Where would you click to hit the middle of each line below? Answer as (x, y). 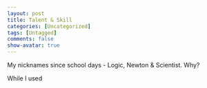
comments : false (30, 39)
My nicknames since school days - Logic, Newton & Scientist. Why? (103, 65)
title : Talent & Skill (40, 20)
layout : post (26, 13)
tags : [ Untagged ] (32, 33)
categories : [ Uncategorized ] (49, 26)
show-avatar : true (33, 45)
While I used (25, 78)
